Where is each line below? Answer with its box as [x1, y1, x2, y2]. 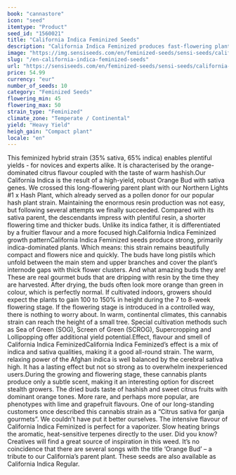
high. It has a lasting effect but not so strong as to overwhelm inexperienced [7, 363, 228, 371]
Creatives [7, 437, 35, 446]
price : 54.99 [7, 69, 46, 76]
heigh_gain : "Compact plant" [7, 128, 93, 135]
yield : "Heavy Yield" [7, 121, 71, 129]
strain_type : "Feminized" [7, 108, 83, 115]
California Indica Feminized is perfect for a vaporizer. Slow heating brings [7, 422, 220, 431]
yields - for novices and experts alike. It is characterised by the [7, 161, 190, 169]
